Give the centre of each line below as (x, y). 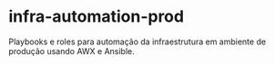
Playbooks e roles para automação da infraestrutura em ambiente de (137, 42)
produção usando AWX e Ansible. (72, 51)
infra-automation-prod (96, 17)
